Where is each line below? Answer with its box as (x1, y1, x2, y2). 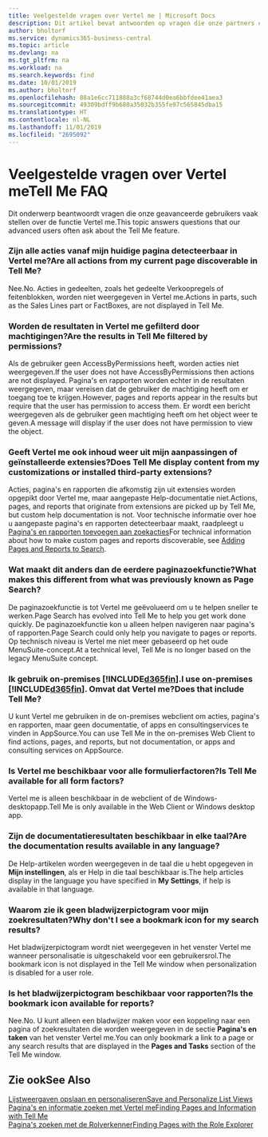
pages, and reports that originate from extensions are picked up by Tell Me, (8, 501, 256, 512)
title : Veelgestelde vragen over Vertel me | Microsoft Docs (8, 11, 216, 20)
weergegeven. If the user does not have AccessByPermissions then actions (8, 367, 255, 377)
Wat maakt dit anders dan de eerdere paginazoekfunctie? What (8, 565, 257, 576)
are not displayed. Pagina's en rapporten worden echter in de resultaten (8, 376, 245, 385)
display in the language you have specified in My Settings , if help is (8, 876, 231, 885)
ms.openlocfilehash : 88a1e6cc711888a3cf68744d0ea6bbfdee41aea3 (8, 94, 223, 102)
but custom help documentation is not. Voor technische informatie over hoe (8, 510, 257, 520)
